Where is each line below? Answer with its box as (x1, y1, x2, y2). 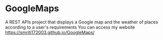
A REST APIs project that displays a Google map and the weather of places (5, 19, 158, 25)
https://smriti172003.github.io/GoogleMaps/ (5, 29, 95, 35)
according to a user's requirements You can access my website (5, 24, 135, 30)
